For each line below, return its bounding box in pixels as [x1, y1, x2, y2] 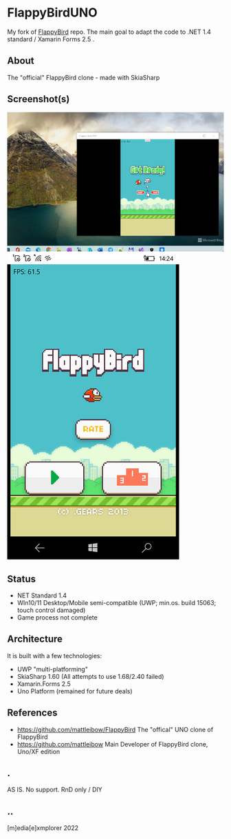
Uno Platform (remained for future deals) [16, 687, 133, 695]
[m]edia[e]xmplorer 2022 [7, 824, 79, 832]
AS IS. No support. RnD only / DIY [7, 785, 103, 794]
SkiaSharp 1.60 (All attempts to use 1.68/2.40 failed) [16, 672, 164, 680]
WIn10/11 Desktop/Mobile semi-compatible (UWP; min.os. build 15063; [16, 599, 217, 606]
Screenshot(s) [7, 93, 70, 105]
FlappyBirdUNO [7, 5, 98, 21]
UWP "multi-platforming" [16, 664, 88, 673]
